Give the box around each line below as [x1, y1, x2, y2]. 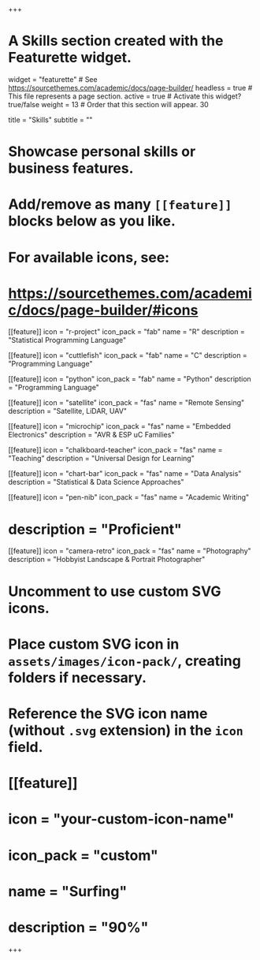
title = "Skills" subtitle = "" [8, 115, 93, 125]
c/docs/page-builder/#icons [8, 301, 199, 319]
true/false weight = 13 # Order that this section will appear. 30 [8, 99, 209, 109]
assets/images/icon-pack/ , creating [8, 652, 242, 670]
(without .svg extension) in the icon [8, 721, 244, 739]
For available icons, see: [8, 248, 170, 266]
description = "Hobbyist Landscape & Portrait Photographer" [8, 555, 206, 564]
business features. [8, 159, 134, 177]
